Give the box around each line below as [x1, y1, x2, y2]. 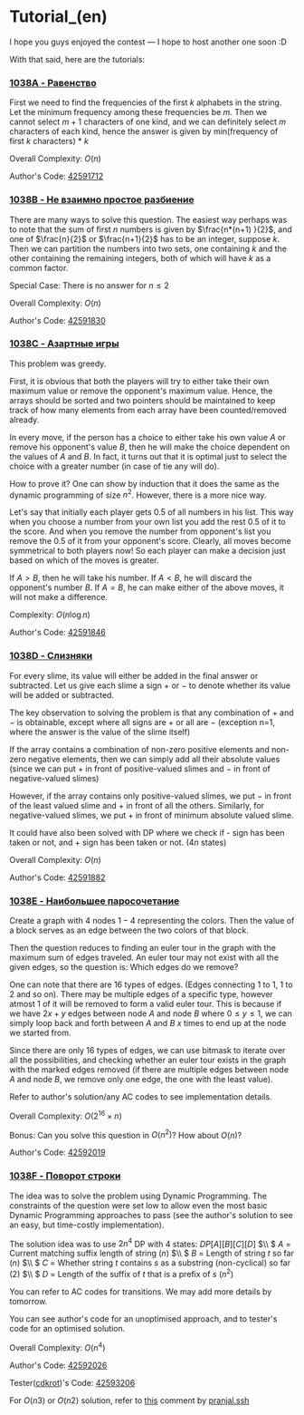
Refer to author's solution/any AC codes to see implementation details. [9, 1091, 273, 1102]
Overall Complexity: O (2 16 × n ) [9, 1109, 122, 1121]
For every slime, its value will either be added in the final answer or [9, 670, 259, 681]
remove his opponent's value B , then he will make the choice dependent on [9, 441, 290, 452]
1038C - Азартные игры [9, 337, 119, 350]
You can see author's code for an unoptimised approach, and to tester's [9, 1313, 278, 1324]
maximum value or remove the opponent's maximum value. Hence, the [9, 385, 273, 396]
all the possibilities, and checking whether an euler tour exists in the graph [9, 1054, 287, 1066]
